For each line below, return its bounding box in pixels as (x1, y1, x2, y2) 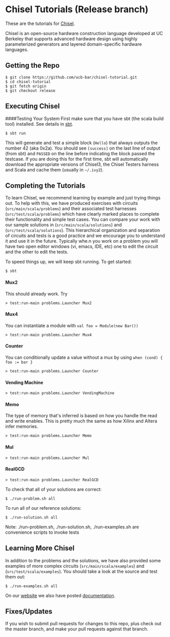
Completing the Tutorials (5, 181, 85, 190)
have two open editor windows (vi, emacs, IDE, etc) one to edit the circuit (5, 243, 158, 250)
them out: (5, 573, 25, 580)
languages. (5, 46, 29, 52)
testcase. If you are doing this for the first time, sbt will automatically (5, 156, 149, 162)
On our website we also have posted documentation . (5, 592, 116, 598)
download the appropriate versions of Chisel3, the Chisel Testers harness (5, 161, 159, 167)
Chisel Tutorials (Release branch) (5, 4, 149, 15)
